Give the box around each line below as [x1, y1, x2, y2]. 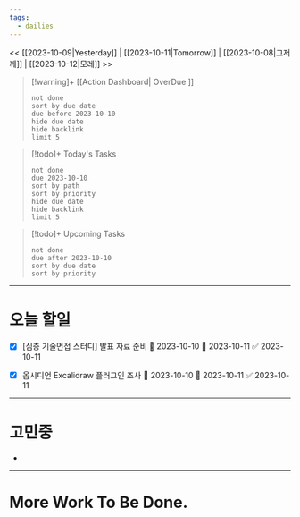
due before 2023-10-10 [30, 109, 116, 118]
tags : [9, 13, 29, 22]
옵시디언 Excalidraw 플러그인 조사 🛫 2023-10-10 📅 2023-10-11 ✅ [21, 369, 253, 380]
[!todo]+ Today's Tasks [30, 148, 117, 159]
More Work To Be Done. [9, 492, 188, 513]
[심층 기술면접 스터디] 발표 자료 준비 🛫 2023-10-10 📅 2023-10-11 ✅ [21, 341, 259, 352]
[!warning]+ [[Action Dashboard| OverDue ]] [30, 76, 195, 87]
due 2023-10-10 [30, 174, 88, 182]
